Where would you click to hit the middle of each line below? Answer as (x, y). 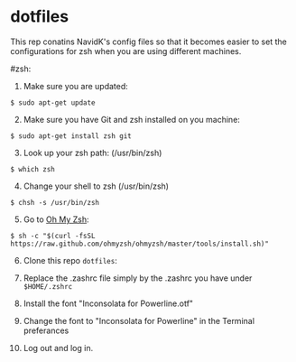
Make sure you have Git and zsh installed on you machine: (131, 119)
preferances (46, 330)
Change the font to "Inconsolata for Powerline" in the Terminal (139, 320)
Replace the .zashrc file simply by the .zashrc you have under (138, 278)
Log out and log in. (58, 348)
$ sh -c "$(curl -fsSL (53, 236)
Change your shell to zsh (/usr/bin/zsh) (96, 186)
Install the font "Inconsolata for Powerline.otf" (108, 303)
